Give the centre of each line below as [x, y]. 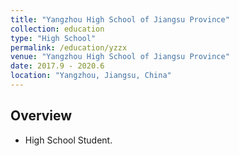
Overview [41, 116]
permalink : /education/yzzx [69, 47]
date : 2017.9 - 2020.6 [57, 66]
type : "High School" [53, 38]
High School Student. [68, 140]
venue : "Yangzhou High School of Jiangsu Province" [120, 57]
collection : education [57, 29]
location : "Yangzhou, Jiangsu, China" [91, 76]
